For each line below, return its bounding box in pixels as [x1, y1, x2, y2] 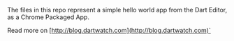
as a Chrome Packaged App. [7, 13, 89, 21]
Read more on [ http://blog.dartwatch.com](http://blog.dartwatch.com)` [7, 27, 211, 34]
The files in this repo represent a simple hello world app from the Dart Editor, [7, 6, 228, 14]
